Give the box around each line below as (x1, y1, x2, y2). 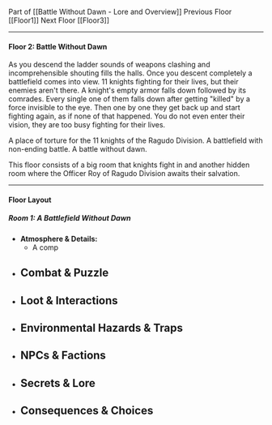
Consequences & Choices (19, 404, 154, 418)
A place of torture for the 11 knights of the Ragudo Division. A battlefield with (8, 135, 263, 145)
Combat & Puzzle (19, 266, 109, 280)
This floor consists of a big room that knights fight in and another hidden (8, 160, 250, 170)
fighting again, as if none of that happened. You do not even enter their (8, 111, 245, 121)
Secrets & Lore (19, 376, 96, 390)
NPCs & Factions (19, 349, 107, 363)
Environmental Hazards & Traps (19, 320, 184, 335)
